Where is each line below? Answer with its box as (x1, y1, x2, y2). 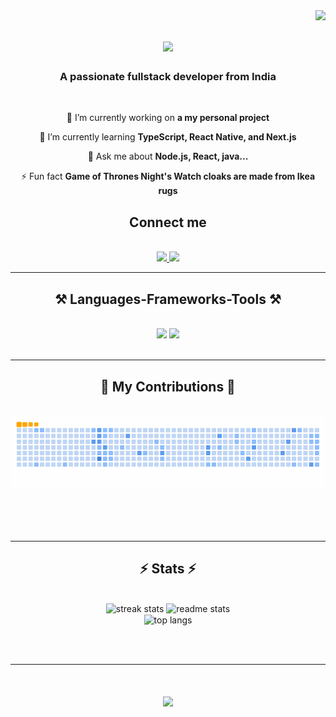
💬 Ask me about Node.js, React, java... (87, 150, 249, 163)
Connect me (129, 214, 207, 231)
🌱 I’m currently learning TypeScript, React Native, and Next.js (39, 131, 297, 143)
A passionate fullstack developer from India (59, 70, 277, 84)
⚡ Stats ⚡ (139, 560, 197, 578)
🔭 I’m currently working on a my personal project (66, 112, 270, 124)
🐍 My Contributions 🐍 (100, 378, 236, 395)
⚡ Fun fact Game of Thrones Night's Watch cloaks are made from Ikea (20, 170, 316, 183)
